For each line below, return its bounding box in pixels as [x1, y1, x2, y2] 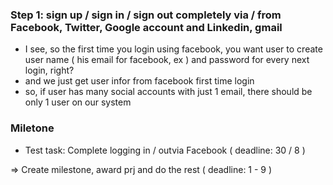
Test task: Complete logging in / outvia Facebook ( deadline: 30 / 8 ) [24, 144, 306, 156]
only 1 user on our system [24, 96, 132, 108]
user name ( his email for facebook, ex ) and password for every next [24, 54, 310, 66]
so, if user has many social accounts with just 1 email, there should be [24, 86, 313, 98]
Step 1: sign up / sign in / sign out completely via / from [10, 8, 282, 22]
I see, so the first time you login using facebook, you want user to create [24, 43, 323, 55]
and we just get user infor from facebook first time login [24, 75, 255, 87]
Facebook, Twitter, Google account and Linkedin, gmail [10, 20, 283, 34]
